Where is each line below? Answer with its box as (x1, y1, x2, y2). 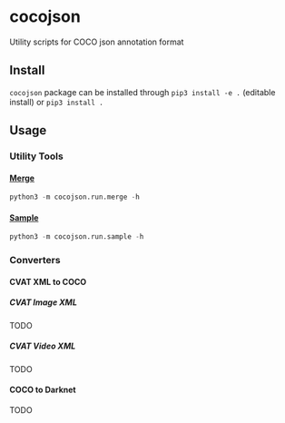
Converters (9, 254, 61, 267)
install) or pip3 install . (9, 96, 104, 107)
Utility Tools (9, 150, 64, 162)
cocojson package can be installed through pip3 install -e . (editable (9, 86, 276, 97)
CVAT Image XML (9, 297, 77, 308)
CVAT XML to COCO (9, 276, 87, 287)
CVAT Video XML (9, 340, 76, 351)
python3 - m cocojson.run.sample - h (9, 232, 144, 241)
